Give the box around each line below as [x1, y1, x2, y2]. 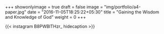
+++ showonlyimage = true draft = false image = [5, 4, 103, 10]
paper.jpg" [5, 9, 26, 15]
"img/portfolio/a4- [104, 4, 141, 10]
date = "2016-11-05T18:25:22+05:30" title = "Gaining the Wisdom [27, 9, 160, 15]
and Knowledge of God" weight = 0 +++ [5, 14, 87, 20]
